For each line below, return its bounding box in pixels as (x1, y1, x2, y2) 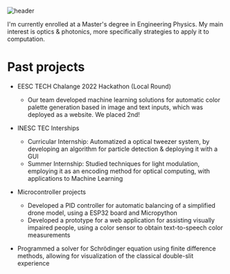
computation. (7, 35, 45, 43)
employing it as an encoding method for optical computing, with (27, 167, 210, 175)
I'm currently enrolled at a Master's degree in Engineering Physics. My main (7, 20, 224, 28)
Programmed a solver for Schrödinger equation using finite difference (17, 244, 216, 252)
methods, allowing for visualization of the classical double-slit (17, 251, 194, 260)
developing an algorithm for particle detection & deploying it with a (27, 145, 218, 153)
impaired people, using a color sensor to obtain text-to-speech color (27, 223, 224, 232)
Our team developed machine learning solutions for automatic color (27, 95, 220, 104)
